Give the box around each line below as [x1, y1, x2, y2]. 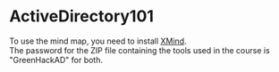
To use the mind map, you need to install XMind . [9, 36, 187, 46]
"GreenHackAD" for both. [9, 54, 104, 65]
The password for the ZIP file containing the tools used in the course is [9, 44, 270, 55]
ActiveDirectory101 [9, 6, 155, 27]
